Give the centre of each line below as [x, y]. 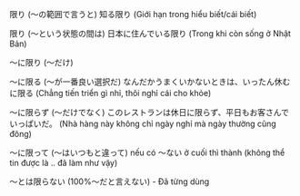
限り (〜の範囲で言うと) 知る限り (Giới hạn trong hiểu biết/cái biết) [133, 14]
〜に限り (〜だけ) [42, 62]
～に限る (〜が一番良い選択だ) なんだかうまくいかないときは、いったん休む [150, 82]
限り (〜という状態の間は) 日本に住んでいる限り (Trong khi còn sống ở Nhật [150, 34]
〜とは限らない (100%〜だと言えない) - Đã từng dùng [110, 181]
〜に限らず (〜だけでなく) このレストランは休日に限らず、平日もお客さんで [149, 112]
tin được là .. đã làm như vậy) [64, 163]
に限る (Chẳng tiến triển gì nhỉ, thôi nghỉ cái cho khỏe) [110, 93]
